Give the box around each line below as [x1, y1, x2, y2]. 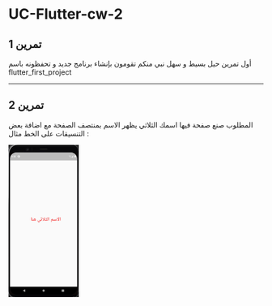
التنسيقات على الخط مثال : [8, 128, 89, 138]
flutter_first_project [8, 67, 72, 77]
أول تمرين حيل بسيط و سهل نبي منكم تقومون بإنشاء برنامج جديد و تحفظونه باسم [8, 58, 252, 68]
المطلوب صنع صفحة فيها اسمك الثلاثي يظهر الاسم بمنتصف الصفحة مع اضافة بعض [8, 119, 253, 130]
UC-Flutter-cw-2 [8, 5, 123, 24]
